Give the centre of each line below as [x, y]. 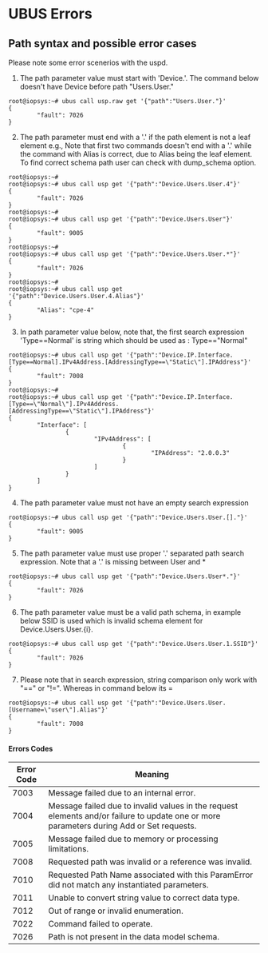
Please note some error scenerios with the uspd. [88, 62]
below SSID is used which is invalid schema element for [111, 621]
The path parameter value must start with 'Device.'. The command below [139, 78]
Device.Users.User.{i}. [56, 629]
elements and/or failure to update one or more [134, 816]
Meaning [152, 775]
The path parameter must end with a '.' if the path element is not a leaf [135, 137]
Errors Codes [31, 748]
